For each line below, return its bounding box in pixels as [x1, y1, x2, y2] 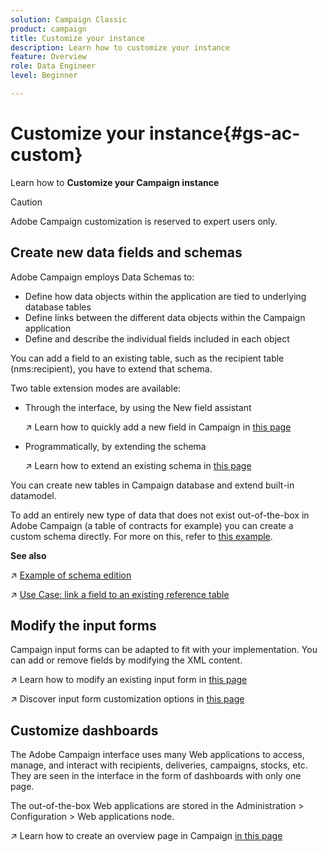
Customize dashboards [10, 722, 159, 739]
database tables [24, 301, 92, 313]
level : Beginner [10, 71, 78, 81]
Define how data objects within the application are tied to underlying [24, 290, 307, 302]
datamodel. [10, 489, 57, 501]
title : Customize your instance [10, 33, 145, 43]
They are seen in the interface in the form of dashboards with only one [10, 770, 302, 782]
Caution [10, 196, 43, 208]
